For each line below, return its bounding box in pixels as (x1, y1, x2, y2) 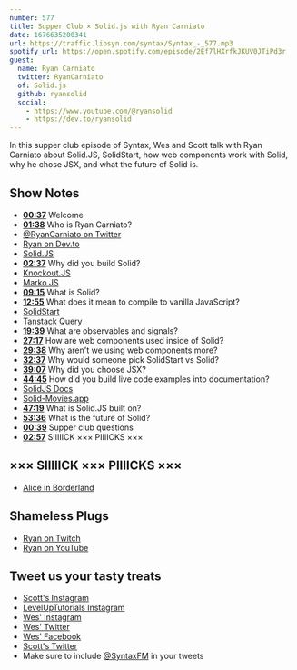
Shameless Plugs (9, 508, 109, 524)
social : (17, 97, 47, 107)
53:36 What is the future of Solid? (22, 412, 151, 423)
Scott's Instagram (22, 593, 89, 604)
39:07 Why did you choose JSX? (22, 364, 147, 375)
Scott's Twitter (22, 641, 78, 652)
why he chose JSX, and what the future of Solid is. (9, 159, 199, 170)
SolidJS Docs (22, 383, 74, 394)
